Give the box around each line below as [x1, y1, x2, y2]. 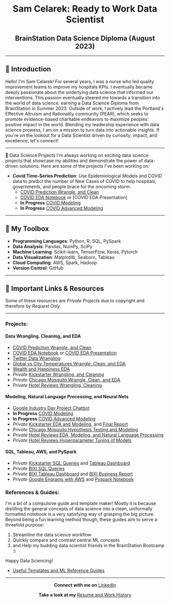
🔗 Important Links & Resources [5, 284, 104, 293]
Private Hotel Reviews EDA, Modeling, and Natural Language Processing [12, 432, 164, 438]
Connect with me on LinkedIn [54, 582, 116, 588]
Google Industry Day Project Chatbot [12, 405, 90, 411]
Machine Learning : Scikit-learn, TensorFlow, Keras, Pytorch [12, 249, 138, 255]
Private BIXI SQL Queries [12, 465, 65, 471]
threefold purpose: [5, 522, 45, 528]
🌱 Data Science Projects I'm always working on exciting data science [5, 152, 149, 158]
